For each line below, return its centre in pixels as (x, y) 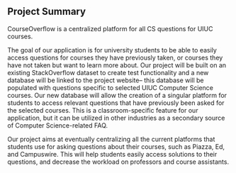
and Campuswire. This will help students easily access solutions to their (112, 154)
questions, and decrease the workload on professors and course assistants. (118, 162)
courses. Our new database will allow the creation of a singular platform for (117, 95)
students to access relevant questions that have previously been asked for (116, 103)
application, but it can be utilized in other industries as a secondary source (116, 118)
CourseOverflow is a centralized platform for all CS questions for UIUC (111, 28)
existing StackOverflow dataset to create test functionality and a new (108, 72)
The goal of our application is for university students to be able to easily (112, 50)
